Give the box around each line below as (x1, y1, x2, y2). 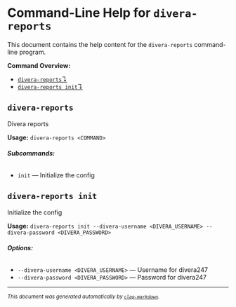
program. (19, 48, 46, 56)
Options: (7, 244, 34, 252)
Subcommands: (7, 149, 55, 158)
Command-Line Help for (7, 5, 151, 21)
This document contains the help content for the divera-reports (7, 40, 193, 48)
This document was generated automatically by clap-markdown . (7, 293, 160, 300)
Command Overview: (7, 61, 71, 69)
